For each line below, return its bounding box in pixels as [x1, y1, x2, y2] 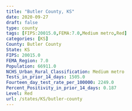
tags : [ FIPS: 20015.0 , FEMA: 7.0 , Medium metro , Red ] [6, 31, 127, 36]
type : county [6, 25, 38, 31]
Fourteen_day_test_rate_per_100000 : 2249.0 [6, 80, 114, 86]
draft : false [6, 19, 38, 25]
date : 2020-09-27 [6, 14, 49, 20]
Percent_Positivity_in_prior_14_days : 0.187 [6, 85, 117, 91]
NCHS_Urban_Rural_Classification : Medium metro [6, 69, 125, 75]
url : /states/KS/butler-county [6, 96, 83, 102]
